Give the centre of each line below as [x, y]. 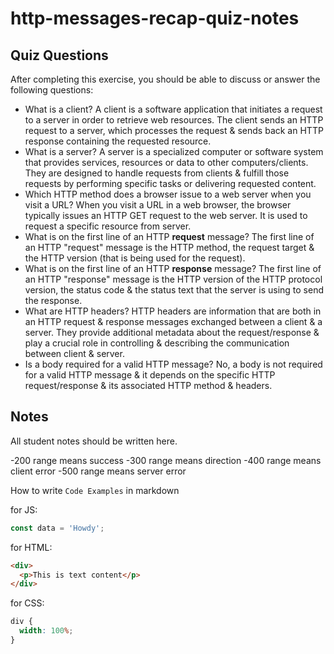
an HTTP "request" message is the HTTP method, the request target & [169, 247]
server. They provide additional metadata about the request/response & [172, 332]
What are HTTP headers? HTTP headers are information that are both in [173, 311]
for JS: [24, 509]
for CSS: [27, 603]
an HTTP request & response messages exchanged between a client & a [173, 321]
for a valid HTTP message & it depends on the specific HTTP [150, 375]
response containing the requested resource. [118, 141]
